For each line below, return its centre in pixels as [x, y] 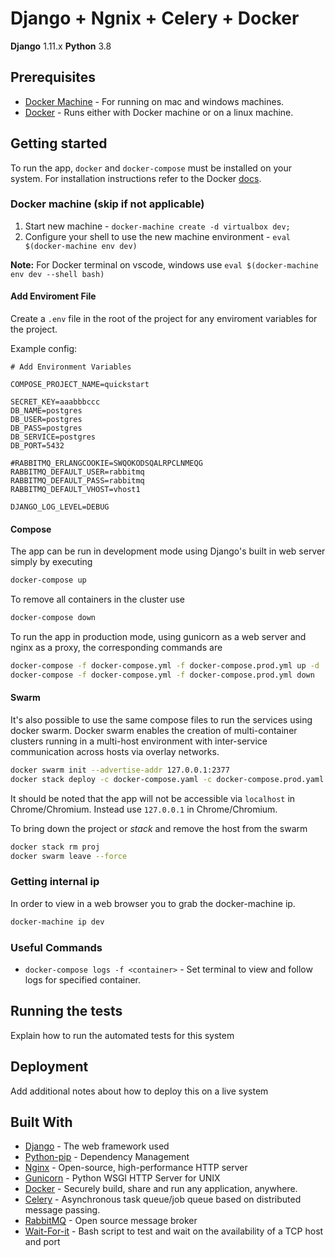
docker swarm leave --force [69, 856]
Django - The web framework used [97, 1146]
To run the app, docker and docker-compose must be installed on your [151, 168]
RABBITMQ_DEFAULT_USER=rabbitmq [77, 472]
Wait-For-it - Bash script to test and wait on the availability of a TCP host [174, 1231]
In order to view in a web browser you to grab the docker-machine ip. [153, 903]
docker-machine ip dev [57, 922]
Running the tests [66, 1011]
